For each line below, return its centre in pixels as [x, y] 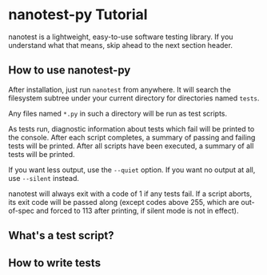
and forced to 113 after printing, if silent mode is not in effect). [137, 210]
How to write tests [55, 263]
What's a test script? [61, 236]
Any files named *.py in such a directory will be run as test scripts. [118, 113]
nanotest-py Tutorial [78, 15]
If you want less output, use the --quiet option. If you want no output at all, [132, 170]
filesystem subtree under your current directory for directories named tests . [134, 98]
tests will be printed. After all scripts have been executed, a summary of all [131, 146]
